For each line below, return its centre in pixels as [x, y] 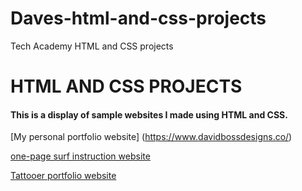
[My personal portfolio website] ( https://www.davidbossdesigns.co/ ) [151, 137]
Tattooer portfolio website [63, 176]
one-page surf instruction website [80, 156]
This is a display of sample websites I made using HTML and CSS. [149, 114]
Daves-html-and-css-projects [138, 18]
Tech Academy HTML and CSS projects [92, 46]
